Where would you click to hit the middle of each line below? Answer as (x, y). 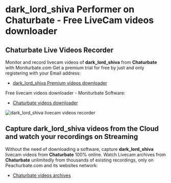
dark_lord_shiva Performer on (70, 9)
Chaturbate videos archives (42, 175)
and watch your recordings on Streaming (72, 137)
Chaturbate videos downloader (45, 103)
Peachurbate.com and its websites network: (52, 165)
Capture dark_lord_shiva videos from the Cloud (82, 129)
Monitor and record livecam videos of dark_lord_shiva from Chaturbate (81, 62)
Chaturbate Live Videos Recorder (59, 50)
